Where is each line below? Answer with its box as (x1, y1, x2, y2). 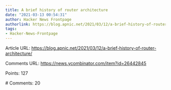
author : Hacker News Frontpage (5, 17, 72, 22)
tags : (5, 26, 17, 32)
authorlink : (5, 21, 31, 27)
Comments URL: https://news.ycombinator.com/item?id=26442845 (5, 61, 147, 66)
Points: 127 (5, 70, 28, 76)
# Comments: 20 (5, 80, 41, 86)
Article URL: (5, 45, 31, 51)
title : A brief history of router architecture (5, 7, 108, 13)
